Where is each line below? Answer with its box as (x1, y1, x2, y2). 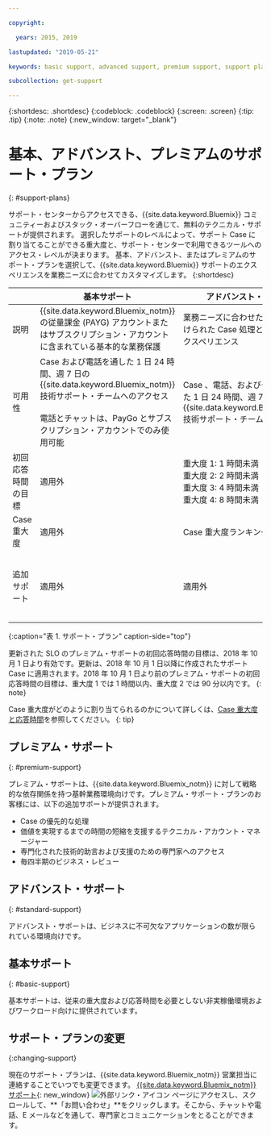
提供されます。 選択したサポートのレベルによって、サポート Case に (29, 230, 256, 239)
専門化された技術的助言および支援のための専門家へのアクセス (19, 846, 226, 856)
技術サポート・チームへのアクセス (40, 390, 169, 402)
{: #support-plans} (8, 193, 70, 202)
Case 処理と (217, 324, 264, 335)
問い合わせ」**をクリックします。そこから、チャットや (71, 1100, 255, 1110)
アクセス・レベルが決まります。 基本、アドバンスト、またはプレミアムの (8, 250, 249, 260)
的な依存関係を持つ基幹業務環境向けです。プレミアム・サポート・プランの (8, 789, 255, 798)
